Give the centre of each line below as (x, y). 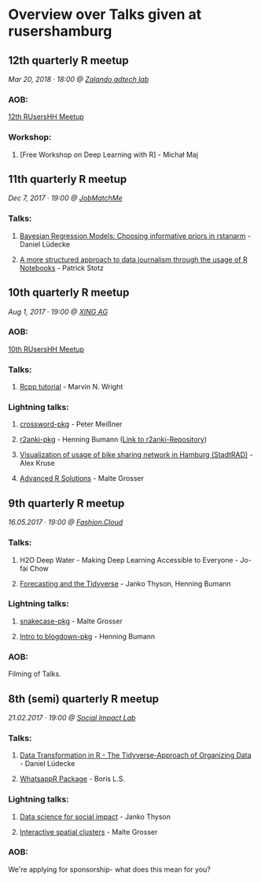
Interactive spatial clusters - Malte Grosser (88, 832)
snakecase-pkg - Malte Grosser (71, 621)
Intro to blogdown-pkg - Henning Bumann (87, 636)
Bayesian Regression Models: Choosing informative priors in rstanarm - (135, 236)
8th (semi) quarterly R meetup (84, 699)
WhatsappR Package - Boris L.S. (72, 779)
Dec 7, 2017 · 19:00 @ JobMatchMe (66, 198)
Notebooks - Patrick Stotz (62, 268)
